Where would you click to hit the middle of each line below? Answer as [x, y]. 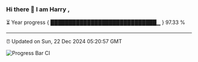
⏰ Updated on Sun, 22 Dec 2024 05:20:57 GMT [64, 42]
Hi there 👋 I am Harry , [38, 9]
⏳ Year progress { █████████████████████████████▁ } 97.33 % [96, 22]
